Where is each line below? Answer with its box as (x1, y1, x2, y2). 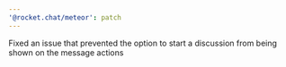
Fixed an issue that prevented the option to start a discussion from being (8, 38, 278, 48)
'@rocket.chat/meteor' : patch (8, 13, 122, 22)
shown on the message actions (8, 46, 124, 58)
